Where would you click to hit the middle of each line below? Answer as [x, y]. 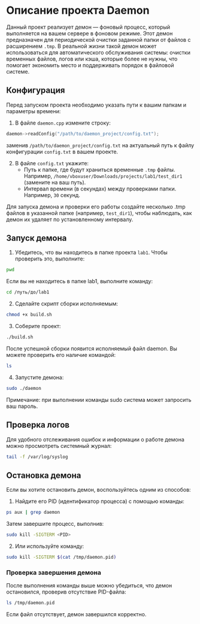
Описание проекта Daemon [78, 10]
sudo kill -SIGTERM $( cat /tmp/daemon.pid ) [61, 557]
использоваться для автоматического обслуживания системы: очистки [98, 52]
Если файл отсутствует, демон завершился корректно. [76, 614]
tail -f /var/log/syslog [37, 457]
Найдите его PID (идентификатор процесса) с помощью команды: [99, 501]
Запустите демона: [39, 377]
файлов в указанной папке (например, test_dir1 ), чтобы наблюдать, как [99, 213]
